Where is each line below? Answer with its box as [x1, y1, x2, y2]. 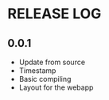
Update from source [18, 57, 85, 67]
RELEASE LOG [7, 5, 102, 23]
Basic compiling [18, 75, 72, 83]
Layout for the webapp [18, 83, 94, 92]
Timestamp [18, 66, 56, 75]
